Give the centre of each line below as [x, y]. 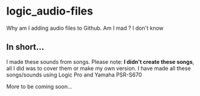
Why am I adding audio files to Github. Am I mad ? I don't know [85, 28]
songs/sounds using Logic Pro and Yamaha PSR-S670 [74, 75]
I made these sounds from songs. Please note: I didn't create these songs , [100, 61]
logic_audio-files [50, 11]
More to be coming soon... [40, 86]
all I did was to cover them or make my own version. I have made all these [99, 68]
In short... [25, 47]
